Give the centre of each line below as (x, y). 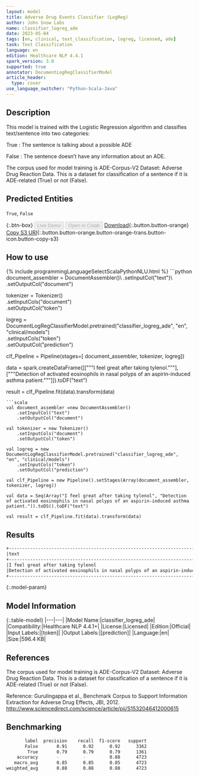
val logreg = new (28, 449)
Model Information (41, 606)
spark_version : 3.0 (30, 61)
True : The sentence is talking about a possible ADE (69, 145)
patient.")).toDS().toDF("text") (47, 506)
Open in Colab (84, 225)
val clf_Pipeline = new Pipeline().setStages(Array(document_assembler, (98, 480)
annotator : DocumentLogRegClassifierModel (59, 72)
